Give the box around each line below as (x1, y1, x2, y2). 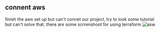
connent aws (5, 3, 45, 12)
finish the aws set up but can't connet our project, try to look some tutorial (5, 16, 155, 22)
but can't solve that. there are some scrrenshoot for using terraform (5, 21, 141, 27)
